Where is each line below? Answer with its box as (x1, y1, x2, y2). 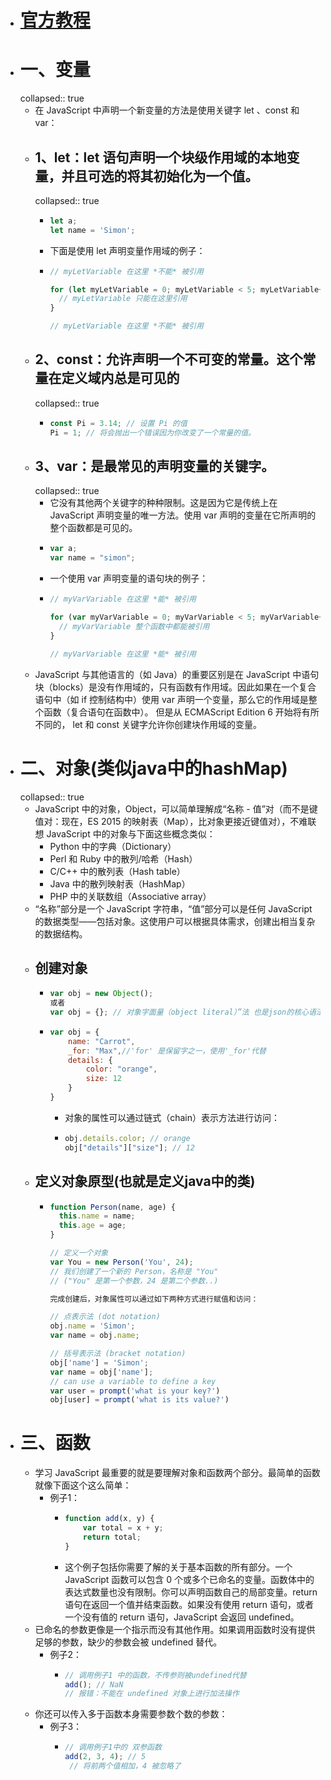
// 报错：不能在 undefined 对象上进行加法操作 (64, 1689, 240, 1699)
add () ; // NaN (64, 1679, 124, 1690)
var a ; (49, 544, 78, 554)
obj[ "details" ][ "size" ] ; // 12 (64, 1142, 195, 1153)
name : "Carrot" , (68, 1036, 136, 1046)
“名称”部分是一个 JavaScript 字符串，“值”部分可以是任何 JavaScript (34, 902, 313, 915)
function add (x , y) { (64, 1514, 155, 1524)
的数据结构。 (34, 927, 88, 940)
